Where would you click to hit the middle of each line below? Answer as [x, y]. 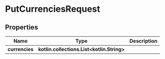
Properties [22, 27]
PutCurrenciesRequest [53, 9]
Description [143, 41]
